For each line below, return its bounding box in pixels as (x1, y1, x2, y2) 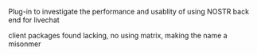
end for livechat (8, 15, 60, 25)
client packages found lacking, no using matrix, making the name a (8, 31, 228, 40)
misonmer (8, 39, 41, 49)
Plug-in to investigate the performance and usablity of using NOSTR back (8, 7, 249, 16)
